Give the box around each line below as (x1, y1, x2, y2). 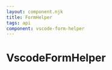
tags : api (6, 20, 31, 26)
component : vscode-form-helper (6, 25, 85, 32)
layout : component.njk (6, 8, 63, 15)
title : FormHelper (6, 14, 52, 20)
